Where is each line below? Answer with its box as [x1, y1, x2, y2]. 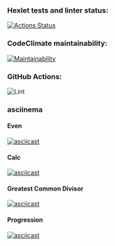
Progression [7, 216, 44, 224]
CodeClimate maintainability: [7, 39, 108, 49]
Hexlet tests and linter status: [7, 6, 109, 15]
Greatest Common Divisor [7, 184, 84, 193]
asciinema [7, 105, 43, 114]
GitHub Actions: [7, 71, 62, 81]
